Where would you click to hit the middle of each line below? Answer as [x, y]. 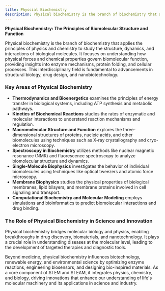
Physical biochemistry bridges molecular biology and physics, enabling [77, 232]
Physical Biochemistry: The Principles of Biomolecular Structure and [77, 28]
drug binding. [26, 208]
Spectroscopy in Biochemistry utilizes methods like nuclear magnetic [83, 150]
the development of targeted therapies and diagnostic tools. [66, 248]
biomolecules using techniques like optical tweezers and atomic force [83, 171]
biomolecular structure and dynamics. [51, 161]
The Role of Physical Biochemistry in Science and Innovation [79, 221]
